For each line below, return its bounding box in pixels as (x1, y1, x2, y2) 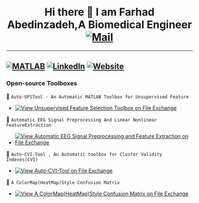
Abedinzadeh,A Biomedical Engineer (7, 18, 192, 31)
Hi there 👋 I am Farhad (44, 5, 155, 19)
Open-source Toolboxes (6, 80, 78, 88)
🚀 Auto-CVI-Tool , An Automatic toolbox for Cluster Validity (6, 150, 163, 157)
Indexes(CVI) (6, 157, 38, 163)
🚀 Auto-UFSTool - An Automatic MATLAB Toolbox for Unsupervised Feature (6, 93, 189, 100)
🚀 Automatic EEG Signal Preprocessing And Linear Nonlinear (6, 116, 157, 123)
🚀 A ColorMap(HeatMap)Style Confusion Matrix (6, 178, 120, 186)
